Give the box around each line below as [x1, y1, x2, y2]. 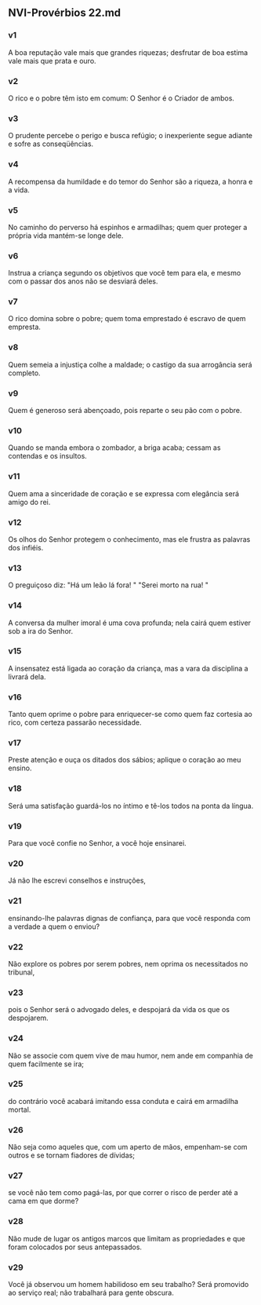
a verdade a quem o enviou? [8, 922, 100, 931]
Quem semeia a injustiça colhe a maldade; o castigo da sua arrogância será [8, 360, 252, 369]
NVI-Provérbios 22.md [8, 6, 121, 20]
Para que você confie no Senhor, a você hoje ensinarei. [8, 839, 187, 848]
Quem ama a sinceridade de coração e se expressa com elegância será [8, 488, 240, 498]
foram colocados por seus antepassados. [8, 1242, 143, 1252]
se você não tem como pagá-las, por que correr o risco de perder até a [8, 1188, 238, 1197]
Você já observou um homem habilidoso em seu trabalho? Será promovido [8, 1280, 249, 1289]
